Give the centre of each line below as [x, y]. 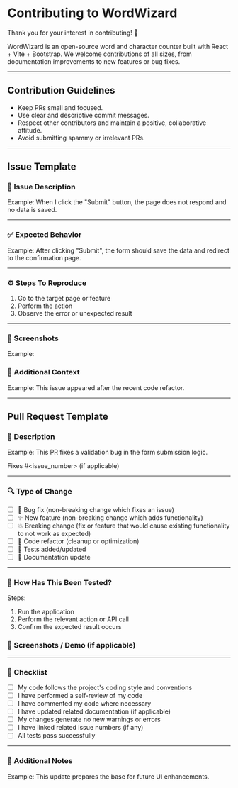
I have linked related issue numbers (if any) [80, 728]
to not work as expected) [54, 533]
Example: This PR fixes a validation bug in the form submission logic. [108, 453]
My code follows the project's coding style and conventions [105, 687]
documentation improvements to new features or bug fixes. [94, 61]
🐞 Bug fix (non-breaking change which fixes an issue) [96, 509]
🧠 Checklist [27, 672]
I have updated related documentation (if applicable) [94, 711]
